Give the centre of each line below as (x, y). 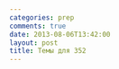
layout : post (34, 43)
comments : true (38, 26)
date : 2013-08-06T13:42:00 (60, 34)
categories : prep (42, 17)
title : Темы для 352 (48, 51)
